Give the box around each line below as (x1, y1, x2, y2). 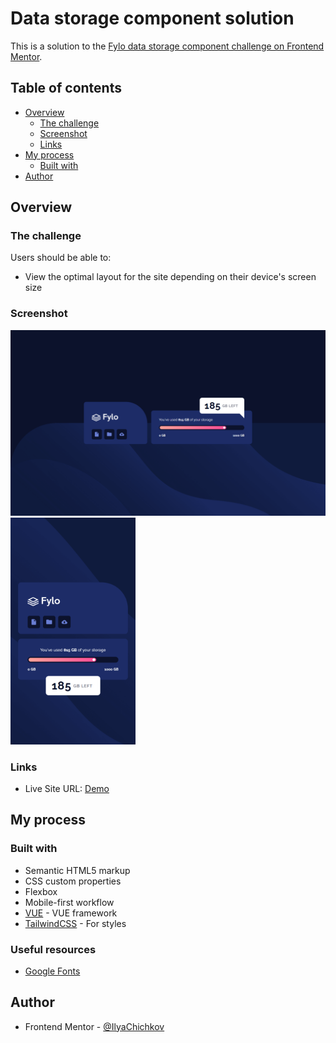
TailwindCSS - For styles (24, 917, 127, 929)
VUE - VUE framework (24, 907, 118, 919)
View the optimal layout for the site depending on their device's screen (24, 271, 317, 283)
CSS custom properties (24, 875, 122, 887)
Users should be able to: (10, 252, 112, 264)
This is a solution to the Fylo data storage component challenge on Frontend (10, 40, 325, 52)
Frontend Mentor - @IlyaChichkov (24, 1020, 165, 1032)
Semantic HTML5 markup (24, 864, 131, 876)
